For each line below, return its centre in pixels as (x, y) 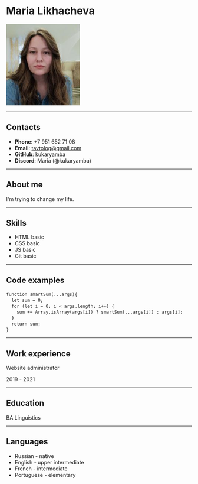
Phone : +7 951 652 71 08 (45, 142)
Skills (16, 223)
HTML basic (29, 237)
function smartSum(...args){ (42, 295)
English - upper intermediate (49, 462)
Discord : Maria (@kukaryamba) (53, 160)
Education (25, 403)
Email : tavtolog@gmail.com (48, 148)
